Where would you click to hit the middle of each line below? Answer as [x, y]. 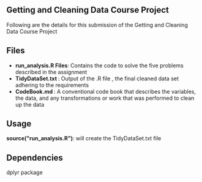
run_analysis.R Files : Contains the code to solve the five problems [99, 65]
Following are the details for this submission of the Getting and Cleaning [97, 25]
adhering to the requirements [52, 85]
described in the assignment [51, 72]
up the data [30, 104]
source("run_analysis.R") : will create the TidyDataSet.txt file [84, 138]
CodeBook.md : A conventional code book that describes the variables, [106, 91]
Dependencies [35, 158]
